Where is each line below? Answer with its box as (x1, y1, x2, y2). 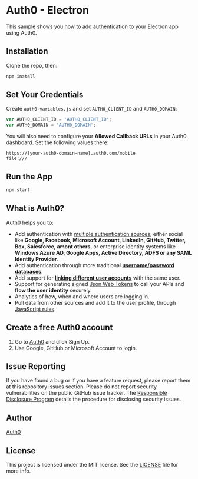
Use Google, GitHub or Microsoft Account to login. (14, 344, 137, 351)
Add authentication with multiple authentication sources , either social (14, 230, 183, 237)
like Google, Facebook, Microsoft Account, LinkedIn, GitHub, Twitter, (14, 237, 186, 244)
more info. (6, 467, 31, 474)
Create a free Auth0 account (6, 322, 113, 332)
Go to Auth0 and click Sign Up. (14, 338, 90, 345)
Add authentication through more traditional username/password (14, 261, 175, 268)
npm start (6, 187, 31, 193)
